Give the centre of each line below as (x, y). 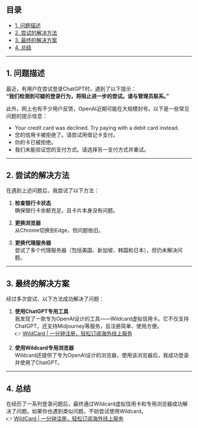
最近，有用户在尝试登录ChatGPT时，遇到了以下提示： (71, 88)
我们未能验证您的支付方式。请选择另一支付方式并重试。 (82, 149)
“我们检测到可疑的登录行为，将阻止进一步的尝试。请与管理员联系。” (88, 96)
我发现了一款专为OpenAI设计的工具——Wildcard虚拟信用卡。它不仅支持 (102, 319)
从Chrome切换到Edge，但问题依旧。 (59, 231)
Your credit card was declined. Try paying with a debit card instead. (97, 127)
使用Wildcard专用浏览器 (44, 348)
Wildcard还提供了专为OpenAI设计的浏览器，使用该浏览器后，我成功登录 (102, 355)
